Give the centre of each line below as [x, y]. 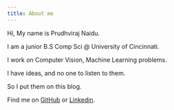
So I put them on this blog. [44, 86]
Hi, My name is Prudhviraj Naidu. [54, 33]
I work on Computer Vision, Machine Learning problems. [87, 60]
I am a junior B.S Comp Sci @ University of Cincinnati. [83, 46]
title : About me [30, 13]
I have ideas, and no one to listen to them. [66, 73]
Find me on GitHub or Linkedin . [51, 100]
